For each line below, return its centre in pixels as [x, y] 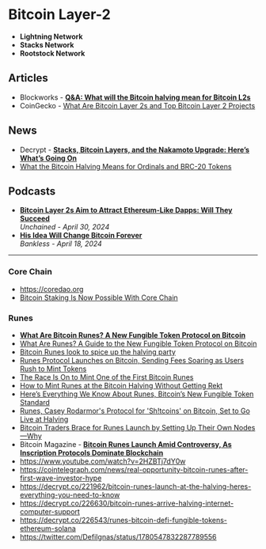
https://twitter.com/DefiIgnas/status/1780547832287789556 [118, 536]
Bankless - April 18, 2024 [61, 244]
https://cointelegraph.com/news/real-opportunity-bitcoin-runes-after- [134, 469]
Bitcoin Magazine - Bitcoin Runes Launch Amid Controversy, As [125, 444]
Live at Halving [44, 419]
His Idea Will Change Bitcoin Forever [81, 236]
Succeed [34, 218]
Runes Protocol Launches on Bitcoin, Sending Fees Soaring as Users [131, 360]
